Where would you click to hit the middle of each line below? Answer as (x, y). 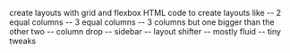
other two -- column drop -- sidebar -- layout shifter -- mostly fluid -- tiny (145, 31)
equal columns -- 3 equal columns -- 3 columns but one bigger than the (142, 22)
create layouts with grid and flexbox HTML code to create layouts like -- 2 (145, 13)
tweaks (23, 41)
